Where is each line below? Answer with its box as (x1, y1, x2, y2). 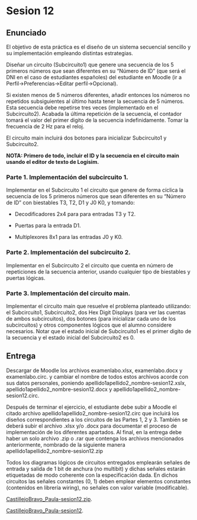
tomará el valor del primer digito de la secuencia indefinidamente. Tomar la (6, 117, 189, 124)
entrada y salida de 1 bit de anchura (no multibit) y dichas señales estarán (6, 465, 186, 472)
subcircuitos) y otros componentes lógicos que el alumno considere (6, 321, 172, 328)
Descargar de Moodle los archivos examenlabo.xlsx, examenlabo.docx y (6, 367, 183, 374)
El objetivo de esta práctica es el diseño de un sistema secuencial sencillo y (6, 43, 191, 50)
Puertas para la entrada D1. (14, 222, 81, 229)
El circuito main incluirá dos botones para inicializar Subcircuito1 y (6, 134, 167, 141)
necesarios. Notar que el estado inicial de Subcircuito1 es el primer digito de (6, 327, 192, 335)
